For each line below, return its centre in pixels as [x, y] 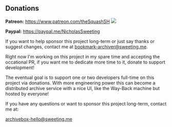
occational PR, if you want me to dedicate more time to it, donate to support [85, 62]
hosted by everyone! [27, 94]
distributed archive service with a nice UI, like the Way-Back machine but [83, 88]
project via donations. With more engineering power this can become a [80, 83]
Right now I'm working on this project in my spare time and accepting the [83, 56]
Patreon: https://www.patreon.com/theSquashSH [58, 21]
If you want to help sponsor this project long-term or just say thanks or [80, 41]
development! [20, 67]
